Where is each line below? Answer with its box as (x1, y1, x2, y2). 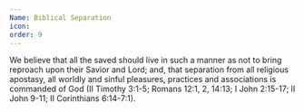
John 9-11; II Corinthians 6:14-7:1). (9, 93, 136, 104)
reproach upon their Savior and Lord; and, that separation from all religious (9, 64, 289, 75)
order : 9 (9, 30, 43, 39)
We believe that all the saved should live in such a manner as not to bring (9, 55, 282, 66)
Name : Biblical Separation (9, 13, 112, 23)
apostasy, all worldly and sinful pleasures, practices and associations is (9, 74, 277, 85)
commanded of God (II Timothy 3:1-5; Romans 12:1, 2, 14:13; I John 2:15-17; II (9, 83, 296, 95)
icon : (9, 22, 30, 31)
